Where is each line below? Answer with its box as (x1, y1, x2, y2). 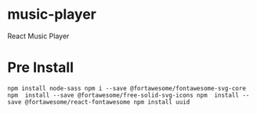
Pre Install (7, 59, 74, 77)
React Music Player (7, 31, 70, 41)
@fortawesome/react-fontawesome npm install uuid (24, 98, 190, 106)
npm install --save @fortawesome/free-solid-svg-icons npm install (7, 91, 240, 99)
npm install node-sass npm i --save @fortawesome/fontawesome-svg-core (7, 84, 246, 92)
